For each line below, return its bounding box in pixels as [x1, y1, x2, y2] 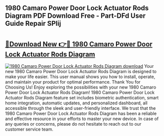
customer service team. [5, 126, 53, 132]
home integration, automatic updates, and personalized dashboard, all [5, 100, 148, 106]
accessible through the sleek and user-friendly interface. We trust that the [5, 105, 156, 111]
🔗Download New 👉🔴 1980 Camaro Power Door [5, 40, 153, 48]
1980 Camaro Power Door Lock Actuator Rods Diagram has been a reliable [5, 111, 157, 116]
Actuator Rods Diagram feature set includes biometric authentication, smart [5, 95, 159, 100]
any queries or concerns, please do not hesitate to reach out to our [5, 121, 142, 127]
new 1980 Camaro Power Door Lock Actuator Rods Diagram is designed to [5, 69, 157, 74]
